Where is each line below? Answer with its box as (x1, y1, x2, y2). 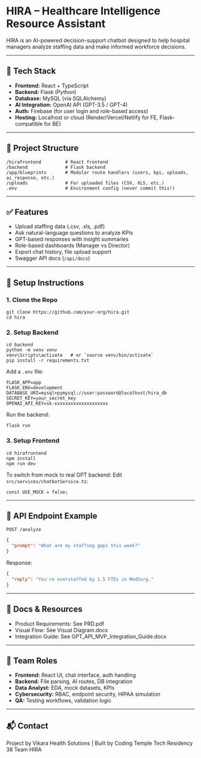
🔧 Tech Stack (6, 66, 56, 76)
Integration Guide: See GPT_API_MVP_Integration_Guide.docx (14, 633, 167, 640)
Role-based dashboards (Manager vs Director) (14, 242, 130, 249)
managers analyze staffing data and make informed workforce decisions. (6, 43, 187, 50)
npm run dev (6, 460, 36, 466)
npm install (6, 455, 36, 462)
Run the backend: (6, 411, 50, 419)
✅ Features (6, 207, 49, 217)
